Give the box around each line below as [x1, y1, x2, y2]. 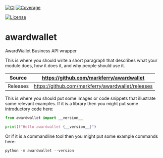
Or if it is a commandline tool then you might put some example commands [5, 133, 158, 139]
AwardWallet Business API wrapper [5, 47, 77, 54]
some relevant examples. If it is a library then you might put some [5, 100, 139, 106]
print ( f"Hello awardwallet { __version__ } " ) [5, 124, 97, 129]
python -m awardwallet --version [5, 148, 74, 153]
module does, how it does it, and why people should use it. [5, 62, 125, 69]
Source [9, 74, 27, 81]
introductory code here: [5, 106, 54, 112]
